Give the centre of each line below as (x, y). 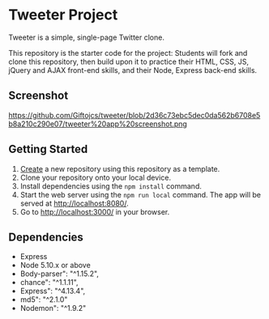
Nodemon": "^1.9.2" (53, 308)
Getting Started (48, 149)
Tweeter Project (63, 15)
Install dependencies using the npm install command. (111, 186)
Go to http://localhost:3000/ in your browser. (95, 211)
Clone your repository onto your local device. (96, 177)
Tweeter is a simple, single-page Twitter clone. (86, 37)
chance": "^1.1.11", (49, 283)
